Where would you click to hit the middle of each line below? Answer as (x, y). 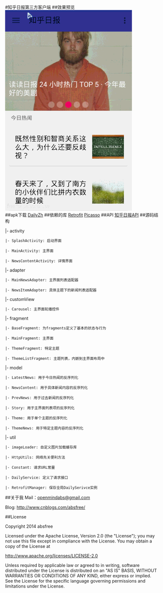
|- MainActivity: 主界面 (29, 251)
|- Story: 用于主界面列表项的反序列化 (40, 408)
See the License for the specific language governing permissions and (75, 581)
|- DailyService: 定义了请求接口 (37, 478)
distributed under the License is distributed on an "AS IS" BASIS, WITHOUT (81, 570)
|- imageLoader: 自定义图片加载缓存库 (41, 447)
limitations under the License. (35, 586)
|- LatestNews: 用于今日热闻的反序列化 (42, 377)
